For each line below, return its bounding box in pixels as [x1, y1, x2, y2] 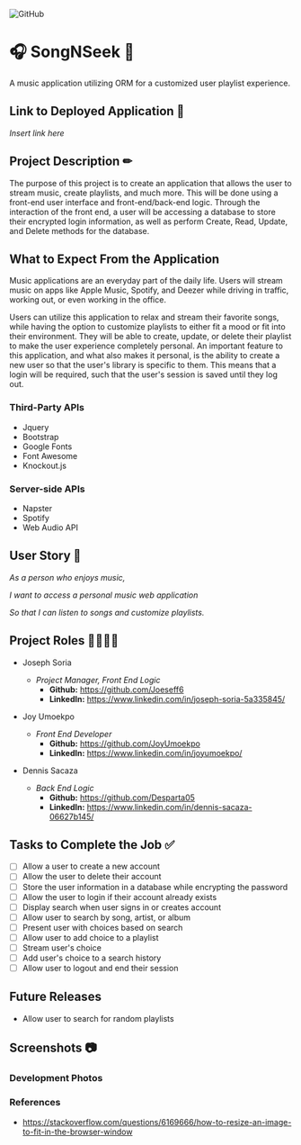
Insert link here [9, 127, 65, 139]
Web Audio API [22, 522, 79, 533]
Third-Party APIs [9, 401, 85, 414]
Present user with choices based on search [22, 922, 183, 933]
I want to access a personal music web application [9, 590, 199, 600]
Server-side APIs [9, 482, 85, 495]
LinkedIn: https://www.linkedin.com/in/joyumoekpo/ [49, 747, 243, 758]
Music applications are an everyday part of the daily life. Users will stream [9, 275, 283, 286]
